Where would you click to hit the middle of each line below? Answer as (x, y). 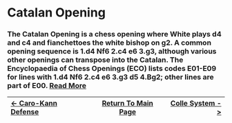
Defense (25, 112)
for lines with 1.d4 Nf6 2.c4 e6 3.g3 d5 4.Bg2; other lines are (110, 77)
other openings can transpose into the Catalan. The (95, 60)
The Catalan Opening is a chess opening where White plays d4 (115, 34)
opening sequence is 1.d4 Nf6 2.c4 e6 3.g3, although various (112, 52)
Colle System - (196, 103)
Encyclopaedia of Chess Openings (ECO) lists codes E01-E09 (112, 69)
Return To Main (128, 103)
